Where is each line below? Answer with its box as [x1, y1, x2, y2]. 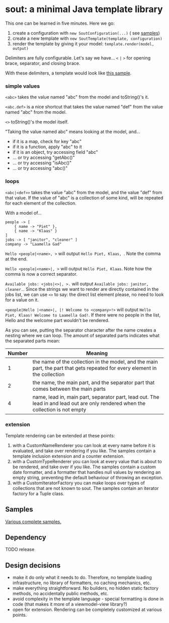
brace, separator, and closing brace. [5, 60, 80, 66]
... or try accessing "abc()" [12, 165, 68, 171]
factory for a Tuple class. [12, 490, 64, 496]
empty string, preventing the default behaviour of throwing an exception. [12, 474, 163, 480]
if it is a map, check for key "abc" [12, 139, 82, 145]
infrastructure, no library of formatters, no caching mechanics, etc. [12, 580, 151, 586]
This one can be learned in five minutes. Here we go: [5, 20, 115, 26]
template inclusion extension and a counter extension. [12, 453, 125, 459]
